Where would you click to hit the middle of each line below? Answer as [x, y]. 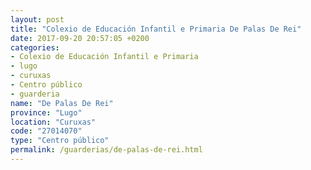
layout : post [37, 19]
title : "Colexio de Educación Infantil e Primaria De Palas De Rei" [156, 29]
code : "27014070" [46, 131]
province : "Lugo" [46, 112]
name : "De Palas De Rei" [62, 103]
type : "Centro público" [60, 141]
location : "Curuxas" [53, 122]
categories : [35, 47]
